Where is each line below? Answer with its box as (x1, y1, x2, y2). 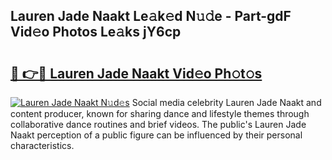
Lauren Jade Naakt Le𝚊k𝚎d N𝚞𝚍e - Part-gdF (10, 8, 292, 25)
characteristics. (10, 140, 75, 151)
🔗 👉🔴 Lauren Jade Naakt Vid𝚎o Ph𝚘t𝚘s (10, 65, 263, 82)
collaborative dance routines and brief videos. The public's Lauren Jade (10, 119, 307, 130)
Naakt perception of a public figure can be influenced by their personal (10, 129, 303, 141)
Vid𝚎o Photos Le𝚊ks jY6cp (10, 24, 182, 41)
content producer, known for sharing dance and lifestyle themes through (10, 108, 310, 119)
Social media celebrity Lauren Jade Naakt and (131, 97, 322, 108)
